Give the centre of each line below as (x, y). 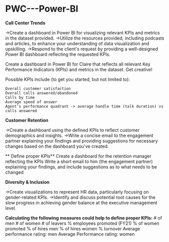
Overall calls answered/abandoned (42, 93)
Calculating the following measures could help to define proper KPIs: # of (84, 218)
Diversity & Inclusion (27, 182)
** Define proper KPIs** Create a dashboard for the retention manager (78, 156)
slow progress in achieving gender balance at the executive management (81, 202)
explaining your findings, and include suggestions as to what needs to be (81, 167)
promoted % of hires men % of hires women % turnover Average (73, 228)
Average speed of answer (31, 102)
